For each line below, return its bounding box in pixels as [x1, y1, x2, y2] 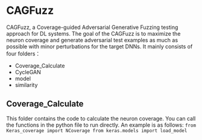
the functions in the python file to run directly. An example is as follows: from [6, 121, 197, 129]
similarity [14, 81, 38, 88]
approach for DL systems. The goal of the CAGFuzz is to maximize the [6, 30, 181, 37]
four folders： [6, 49, 41, 57]
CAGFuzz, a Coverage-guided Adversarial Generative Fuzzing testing [6, 24, 178, 31]
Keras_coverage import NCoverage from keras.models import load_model [6, 127, 188, 133]
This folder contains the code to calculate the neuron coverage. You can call [6, 115, 196, 122]
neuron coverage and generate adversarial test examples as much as [6, 36, 178, 43]
